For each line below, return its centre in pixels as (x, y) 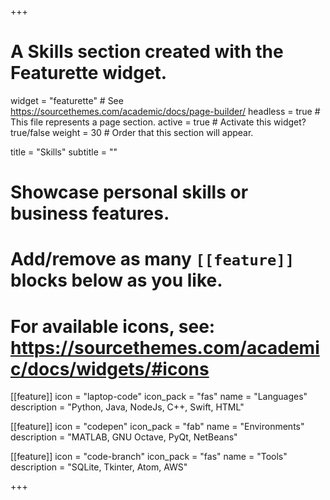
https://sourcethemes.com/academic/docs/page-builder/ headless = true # (165, 111)
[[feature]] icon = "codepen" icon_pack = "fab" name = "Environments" (157, 427)
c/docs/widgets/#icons (110, 368)
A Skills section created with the (147, 52)
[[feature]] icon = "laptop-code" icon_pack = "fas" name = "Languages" (159, 397)
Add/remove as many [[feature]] (152, 259)
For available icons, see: (113, 326)
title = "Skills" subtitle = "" (64, 152)
